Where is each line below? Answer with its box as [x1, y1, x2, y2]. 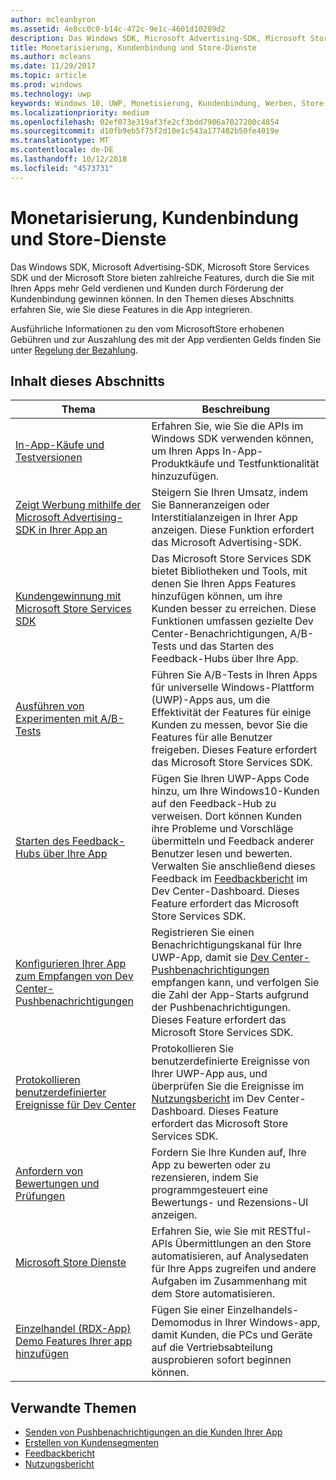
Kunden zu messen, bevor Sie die [151, 718, 308, 732]
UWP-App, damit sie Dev [151, 951, 270, 965]
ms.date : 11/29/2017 [10, 61, 97, 71]
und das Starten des [179, 639, 275, 653]
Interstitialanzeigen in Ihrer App [151, 511, 298, 525]
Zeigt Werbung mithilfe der [15, 498, 142, 512]
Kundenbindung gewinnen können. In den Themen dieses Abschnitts [10, 292, 295, 305]
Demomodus [151, 1316, 212, 1330]
